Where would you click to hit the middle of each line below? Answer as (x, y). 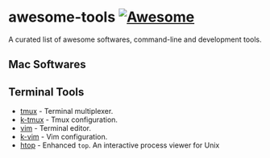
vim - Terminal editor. (55, 128)
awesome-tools (62, 17)
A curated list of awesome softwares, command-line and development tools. (135, 39)
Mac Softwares (47, 65)
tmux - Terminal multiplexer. (66, 111)
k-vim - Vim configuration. (64, 137)
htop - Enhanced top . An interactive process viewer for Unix (120, 145)
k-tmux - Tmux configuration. (69, 120)
